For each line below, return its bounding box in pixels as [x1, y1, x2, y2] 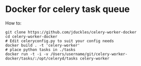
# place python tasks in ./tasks [5, 47, 76, 52]
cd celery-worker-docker [5, 34, 58, 39]
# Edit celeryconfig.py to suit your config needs [5, 38, 114, 43]
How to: [5, 20, 22, 26]
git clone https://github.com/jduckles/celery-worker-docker [5, 29, 137, 34]
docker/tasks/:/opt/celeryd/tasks [5, 56, 78, 61]
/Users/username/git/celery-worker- [50, 51, 128, 56]
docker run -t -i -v [5, 51, 49, 56]
